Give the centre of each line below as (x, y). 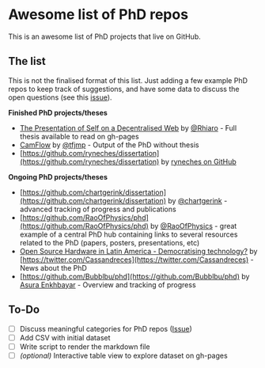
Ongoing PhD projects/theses (58, 176)
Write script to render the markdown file (85, 347)
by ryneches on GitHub (199, 161)
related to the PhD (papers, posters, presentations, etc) (110, 242)
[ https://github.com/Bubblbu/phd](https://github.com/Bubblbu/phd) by (134, 276)
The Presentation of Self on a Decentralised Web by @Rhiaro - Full (128, 127)
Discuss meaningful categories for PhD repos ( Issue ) (106, 328)
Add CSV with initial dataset (65, 337)
